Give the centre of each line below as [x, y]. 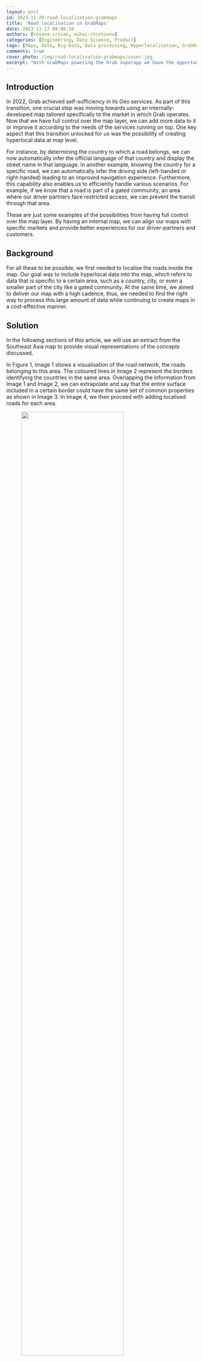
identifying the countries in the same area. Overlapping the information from [101, 377]
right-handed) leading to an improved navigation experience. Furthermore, [99, 178]
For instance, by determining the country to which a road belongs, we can [98, 152]
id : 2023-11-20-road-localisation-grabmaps [62, 18]
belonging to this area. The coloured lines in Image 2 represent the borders [100, 371]
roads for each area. [32, 403]
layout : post [23, 12]
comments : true [25, 51]
